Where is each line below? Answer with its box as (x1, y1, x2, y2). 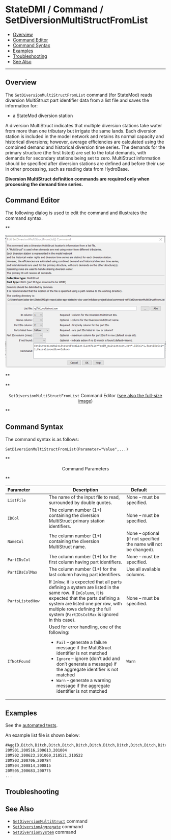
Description (73, 487, 98, 493)
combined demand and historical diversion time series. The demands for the (5, 144, 165, 150)
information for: (5, 102, 38, 108)
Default (131, 487, 147, 493)
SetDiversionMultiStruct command (12, 818, 88, 824)
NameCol (7, 539, 24, 544)
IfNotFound (7, 659, 31, 664)
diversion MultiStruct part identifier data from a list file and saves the (5, 97, 149, 103)
